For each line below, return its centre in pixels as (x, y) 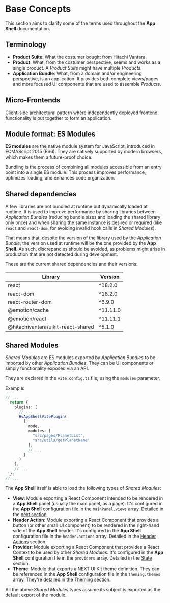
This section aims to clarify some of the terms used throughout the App (80, 23)
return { (19, 402)
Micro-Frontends (33, 100)
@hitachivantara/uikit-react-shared (51, 327)
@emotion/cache (29, 310)
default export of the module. (36, 595)
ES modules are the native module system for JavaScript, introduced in (80, 146)
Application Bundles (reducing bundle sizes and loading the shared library (83, 217)
